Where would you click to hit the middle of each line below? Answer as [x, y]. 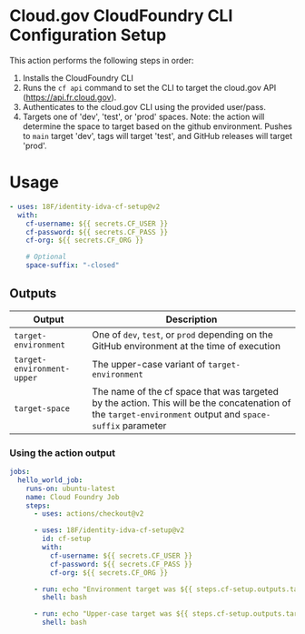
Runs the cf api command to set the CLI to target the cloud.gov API [149, 87]
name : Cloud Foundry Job [73, 497]
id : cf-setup [67, 539]
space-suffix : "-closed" [73, 266]
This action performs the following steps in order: [102, 60]
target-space [42, 408]
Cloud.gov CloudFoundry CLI [121, 16]
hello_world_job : [50, 480]
